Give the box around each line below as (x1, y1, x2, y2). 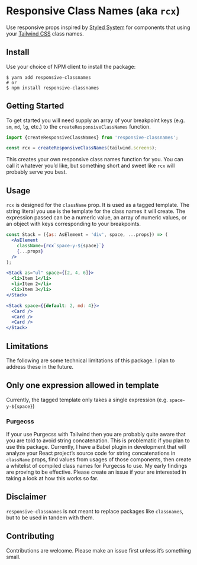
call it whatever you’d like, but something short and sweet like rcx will (6, 162, 175, 170)
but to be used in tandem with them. (6, 514, 95, 521)
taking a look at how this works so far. (6, 475, 99, 482)
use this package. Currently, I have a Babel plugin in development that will (6, 443, 186, 451)
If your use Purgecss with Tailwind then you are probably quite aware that (6, 431, 186, 438)
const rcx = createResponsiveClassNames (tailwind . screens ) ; (6, 145, 158, 151)
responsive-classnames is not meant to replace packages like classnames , (6, 507, 184, 515)
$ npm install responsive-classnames (6, 85, 99, 91)
